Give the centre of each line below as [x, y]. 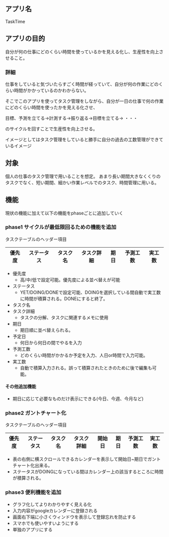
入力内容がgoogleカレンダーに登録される [55, 510]
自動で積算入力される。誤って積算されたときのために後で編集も [86, 368]
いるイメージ [18, 145]
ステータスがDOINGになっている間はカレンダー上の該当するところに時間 [88, 472]
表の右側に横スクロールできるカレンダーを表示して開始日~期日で [80, 459]
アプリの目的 [25, 39]
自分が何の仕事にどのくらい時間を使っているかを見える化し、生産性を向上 [82, 51]
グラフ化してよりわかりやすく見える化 [52, 504]
